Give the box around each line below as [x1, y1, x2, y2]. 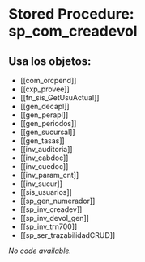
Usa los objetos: [8, 54, 92, 68]
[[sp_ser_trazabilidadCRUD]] [19, 230, 116, 239]
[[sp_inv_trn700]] [19, 222, 78, 231]
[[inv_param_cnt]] [19, 171, 79, 180]
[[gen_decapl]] [19, 102, 70, 111]
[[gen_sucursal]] [19, 127, 75, 137]
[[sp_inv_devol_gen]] [19, 213, 89, 222]
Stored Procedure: [8, 5, 135, 23]
